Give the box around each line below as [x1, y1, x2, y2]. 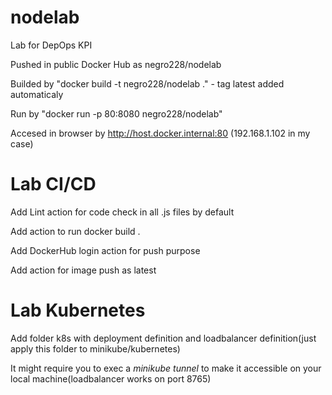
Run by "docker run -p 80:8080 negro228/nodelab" [10, 107, 223, 120]
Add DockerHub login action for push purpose [10, 244, 201, 256]
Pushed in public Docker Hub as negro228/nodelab [10, 58, 222, 70]
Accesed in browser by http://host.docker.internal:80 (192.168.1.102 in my [10, 127, 311, 139]
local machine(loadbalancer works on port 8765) [10, 372, 212, 385]
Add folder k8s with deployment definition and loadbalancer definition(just [10, 332, 317, 344]
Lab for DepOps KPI [10, 39, 93, 51]
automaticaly [10, 88, 64, 100]
